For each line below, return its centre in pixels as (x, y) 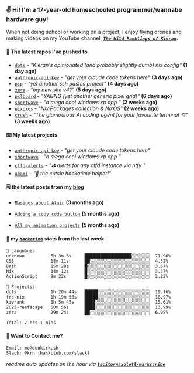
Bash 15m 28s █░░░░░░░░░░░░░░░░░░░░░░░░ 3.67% (87, 266)
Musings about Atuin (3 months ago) (59, 202)
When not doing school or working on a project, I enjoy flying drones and (94, 32)
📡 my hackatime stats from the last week (55, 238)
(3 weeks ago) (32, 121)
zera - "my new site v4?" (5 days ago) (60, 90)
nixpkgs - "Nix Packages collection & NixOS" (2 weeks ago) (87, 108)
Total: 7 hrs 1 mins (31, 323)
